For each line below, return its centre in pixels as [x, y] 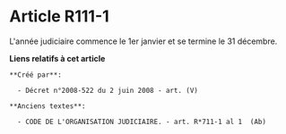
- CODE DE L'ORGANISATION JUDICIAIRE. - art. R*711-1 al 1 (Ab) [142, 121]
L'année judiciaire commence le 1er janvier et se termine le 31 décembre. [143, 41]
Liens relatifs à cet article [57, 58]
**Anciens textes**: [48, 106]
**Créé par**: [36, 75]
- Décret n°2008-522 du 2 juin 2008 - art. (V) [108, 90]
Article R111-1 [59, 17]
